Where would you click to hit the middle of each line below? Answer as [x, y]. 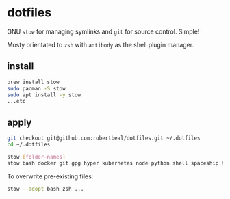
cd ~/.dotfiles [29, 144]
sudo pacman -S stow [37, 88]
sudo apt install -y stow [44, 95]
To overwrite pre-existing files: [50, 176]
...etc [16, 101]
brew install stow [33, 82]
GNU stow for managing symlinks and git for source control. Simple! [103, 31]
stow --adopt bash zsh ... [46, 189]
